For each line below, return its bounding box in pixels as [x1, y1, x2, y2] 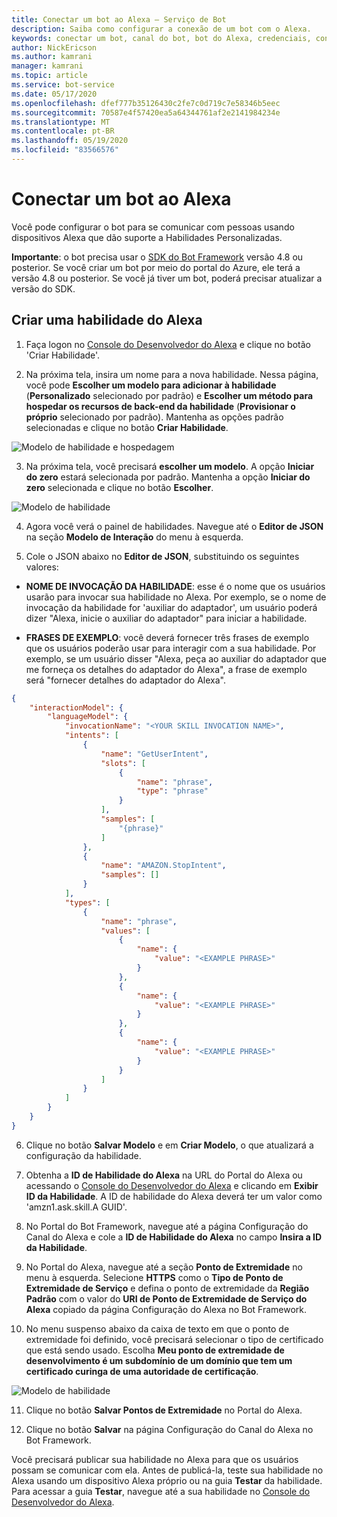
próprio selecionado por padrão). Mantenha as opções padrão [25, 411, 284, 423]
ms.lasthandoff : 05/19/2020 [11, 136, 129, 146]
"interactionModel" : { [29, 702, 124, 713]
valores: [25, 561, 59, 573]
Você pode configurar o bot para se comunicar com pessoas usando [11, 221, 295, 233]
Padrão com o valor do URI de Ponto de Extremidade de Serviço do [25, 1292, 308, 1305]
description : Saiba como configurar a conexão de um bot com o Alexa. [11, 24, 312, 34]
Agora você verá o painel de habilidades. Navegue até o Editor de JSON [25, 520, 324, 532]
